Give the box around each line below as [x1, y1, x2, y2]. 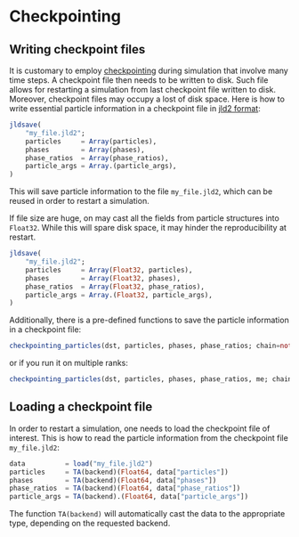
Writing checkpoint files [9, 42, 146, 57]
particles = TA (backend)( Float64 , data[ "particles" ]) [9, 468, 229, 476]
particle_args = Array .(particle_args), [25, 162, 177, 171]
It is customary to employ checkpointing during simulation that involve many [9, 65, 289, 76]
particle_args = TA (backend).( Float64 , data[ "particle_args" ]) [9, 492, 249, 501]
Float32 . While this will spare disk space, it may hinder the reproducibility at [9, 223, 287, 233]
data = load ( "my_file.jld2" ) [9, 459, 153, 468]
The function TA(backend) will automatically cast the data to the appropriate [9, 509, 286, 519]
